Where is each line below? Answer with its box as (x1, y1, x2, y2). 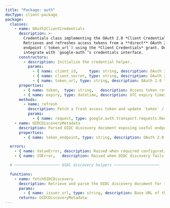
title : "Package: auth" (5, 7, 56, 13)
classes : (10, 21, 28, 27)
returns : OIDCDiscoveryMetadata (18, 195, 87, 200)
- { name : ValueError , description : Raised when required (14, 149, 139, 154)
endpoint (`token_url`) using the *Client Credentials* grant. (23, 45, 159, 50)
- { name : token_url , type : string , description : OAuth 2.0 (32, 78, 162, 83)
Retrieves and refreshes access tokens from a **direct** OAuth (23, 41, 162, 46)
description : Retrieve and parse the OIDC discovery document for (18, 181, 162, 186)
